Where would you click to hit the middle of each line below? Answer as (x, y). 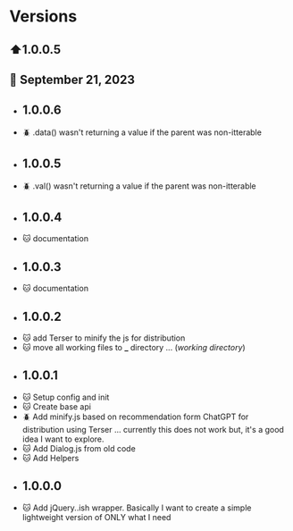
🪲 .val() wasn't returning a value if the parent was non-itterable (139, 186)
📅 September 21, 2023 (72, 79)
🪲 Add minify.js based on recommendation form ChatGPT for (135, 417)
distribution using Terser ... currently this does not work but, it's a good (153, 429)
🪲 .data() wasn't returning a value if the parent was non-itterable (142, 132)
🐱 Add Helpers (50, 458)
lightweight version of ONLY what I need (96, 517)
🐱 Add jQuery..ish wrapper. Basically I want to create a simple (137, 508)
